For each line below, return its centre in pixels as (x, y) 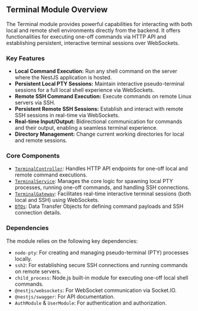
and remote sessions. (41, 140)
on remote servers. (38, 271)
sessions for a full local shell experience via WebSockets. (85, 90)
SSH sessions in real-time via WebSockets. (67, 116)
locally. (23, 259)
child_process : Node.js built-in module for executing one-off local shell (101, 277)
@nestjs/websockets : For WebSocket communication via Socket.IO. (96, 290)
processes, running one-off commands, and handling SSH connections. (102, 187)
